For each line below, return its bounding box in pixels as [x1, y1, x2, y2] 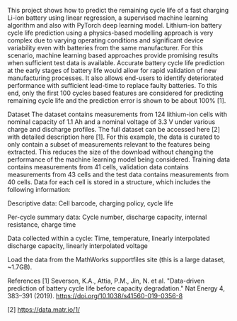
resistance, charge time [7, 220, 76, 229]
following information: [7, 186, 71, 193]
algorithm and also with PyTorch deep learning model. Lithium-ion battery [7, 21, 222, 29]
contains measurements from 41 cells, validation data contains [7, 163, 189, 171]
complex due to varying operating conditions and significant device [7, 36, 204, 45]
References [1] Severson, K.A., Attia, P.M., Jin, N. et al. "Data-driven [7, 276, 205, 285]
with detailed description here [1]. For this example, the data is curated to [7, 133, 221, 141]
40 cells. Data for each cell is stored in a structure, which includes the [7, 178, 211, 186]
